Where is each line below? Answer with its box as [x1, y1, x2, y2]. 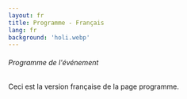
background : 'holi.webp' [8, 33, 90, 42]
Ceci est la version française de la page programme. [8, 82, 180, 91]
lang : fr [8, 26, 37, 34]
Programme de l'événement [8, 57, 99, 67]
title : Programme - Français [8, 19, 105, 27]
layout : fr [8, 11, 44, 20]
